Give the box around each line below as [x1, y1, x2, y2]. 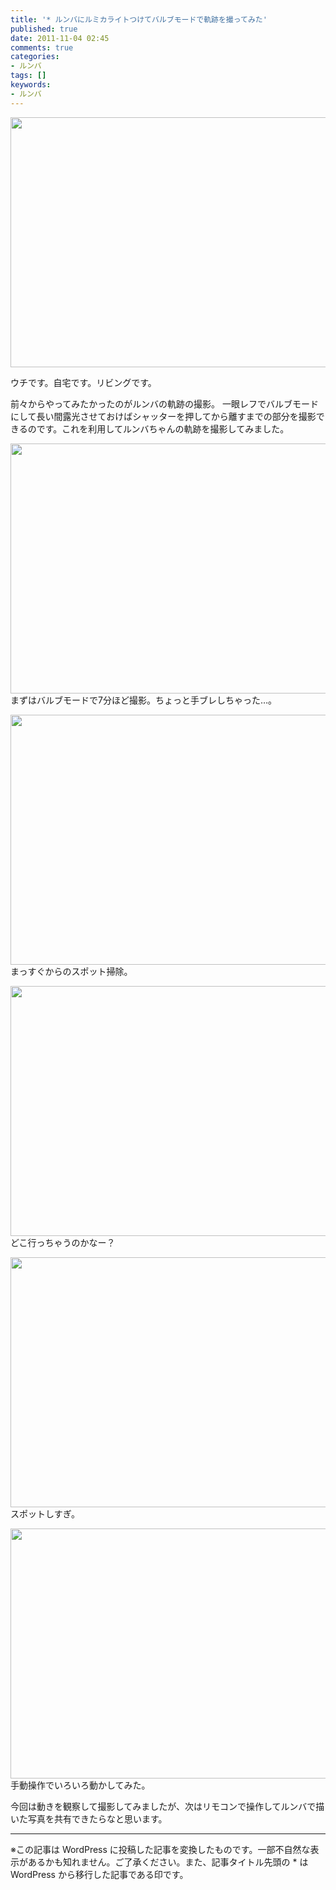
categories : [10, 52, 60, 62]
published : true [10, 24, 78, 34]
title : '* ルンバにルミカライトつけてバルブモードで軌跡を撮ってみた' [10, 14, 268, 25]
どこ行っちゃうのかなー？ [10, 1236, 116, 1248]
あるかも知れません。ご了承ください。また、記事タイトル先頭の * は [27, 1856, 309, 1868]
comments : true [10, 42, 74, 53]
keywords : [10, 80, 52, 90]
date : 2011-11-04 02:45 [10, 33, 110, 43]
